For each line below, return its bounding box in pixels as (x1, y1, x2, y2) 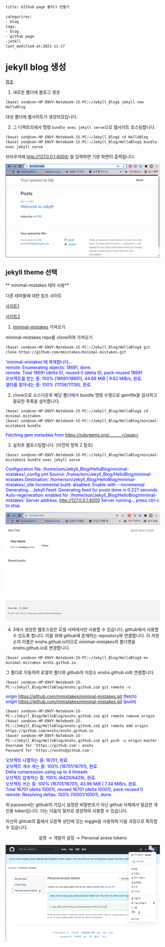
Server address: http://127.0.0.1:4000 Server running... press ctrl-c (25, 497, 160, 503)
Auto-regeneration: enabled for (5, 492, 69, 498)
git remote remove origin (101, 713, 155, 718)
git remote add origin (101, 723, 148, 728)
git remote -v (101, 684, 131, 690)
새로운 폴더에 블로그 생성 (12, 89, 60, 95)
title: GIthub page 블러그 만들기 (5, 4, 70, 9)
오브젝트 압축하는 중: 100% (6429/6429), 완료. (5, 775, 96, 781)
